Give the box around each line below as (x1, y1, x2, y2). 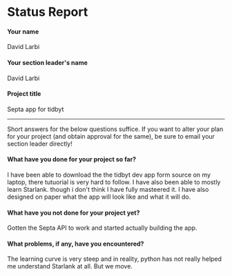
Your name (7, 27, 39, 35)
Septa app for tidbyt (7, 105, 64, 113)
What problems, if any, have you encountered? (7, 239, 144, 248)
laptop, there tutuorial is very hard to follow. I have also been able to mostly (7, 178, 221, 186)
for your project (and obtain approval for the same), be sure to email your (7, 132, 215, 140)
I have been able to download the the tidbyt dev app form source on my (7, 170, 211, 179)
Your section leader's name (7, 58, 88, 66)
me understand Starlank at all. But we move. (7, 262, 133, 270)
